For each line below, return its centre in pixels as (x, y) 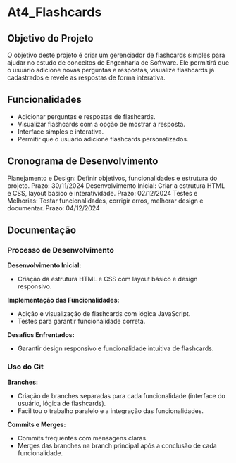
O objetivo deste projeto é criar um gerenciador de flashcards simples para (116, 55)
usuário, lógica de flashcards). (62, 403)
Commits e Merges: (37, 424)
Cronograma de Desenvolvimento (83, 161)
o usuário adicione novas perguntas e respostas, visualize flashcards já (111, 70)
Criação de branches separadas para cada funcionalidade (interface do (121, 395)
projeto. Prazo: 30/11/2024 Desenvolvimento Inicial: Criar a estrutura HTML (116, 185)
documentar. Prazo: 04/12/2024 (54, 208)
